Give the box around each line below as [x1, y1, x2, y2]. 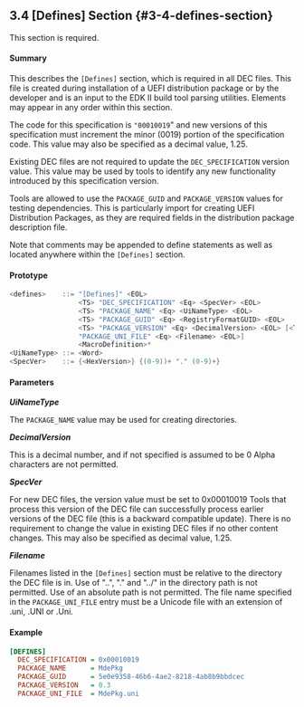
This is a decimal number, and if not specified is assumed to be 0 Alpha [9, 449, 276, 461]
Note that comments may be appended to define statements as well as [9, 240, 273, 251]
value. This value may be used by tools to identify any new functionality [9, 166, 276, 177]
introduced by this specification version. [9, 176, 160, 186]
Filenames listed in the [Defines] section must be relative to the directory [9, 568, 282, 578]
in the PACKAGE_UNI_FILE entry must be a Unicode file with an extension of [9, 597, 283, 607]
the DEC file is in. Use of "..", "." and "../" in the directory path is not [9, 578, 258, 588]
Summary [9, 53, 47, 63]
